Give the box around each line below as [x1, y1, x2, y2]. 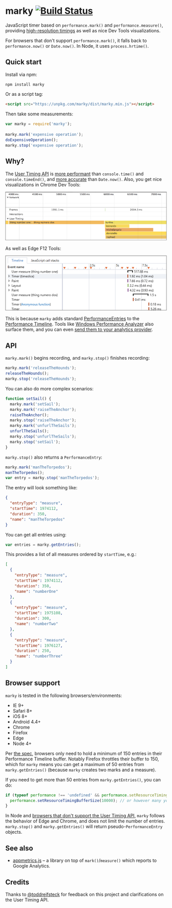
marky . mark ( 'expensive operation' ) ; [5, 132, 83, 137]
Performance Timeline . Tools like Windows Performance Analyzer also [5, 321, 154, 327]
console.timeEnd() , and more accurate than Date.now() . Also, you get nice [5, 176, 162, 182]
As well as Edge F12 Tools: [5, 245, 61, 252]
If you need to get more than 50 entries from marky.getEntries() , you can [5, 776, 161, 782]
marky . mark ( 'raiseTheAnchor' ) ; [10, 407, 77, 412]
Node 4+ [12, 740, 32, 747]
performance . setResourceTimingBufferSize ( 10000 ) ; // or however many [10, 798, 161, 803]
